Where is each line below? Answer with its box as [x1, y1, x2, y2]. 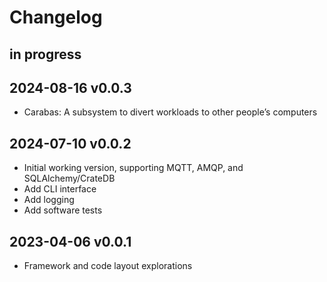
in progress [9, 46, 82, 63]
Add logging [23, 194, 75, 206]
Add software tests [23, 204, 103, 216]
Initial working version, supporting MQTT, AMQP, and [23, 162, 244, 174]
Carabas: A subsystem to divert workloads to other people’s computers [23, 106, 318, 118]
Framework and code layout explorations [23, 260, 193, 272]
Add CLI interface [23, 183, 97, 195]
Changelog [9, 6, 103, 29]
